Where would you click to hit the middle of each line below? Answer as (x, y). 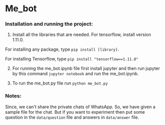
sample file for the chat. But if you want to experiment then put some (75, 112)
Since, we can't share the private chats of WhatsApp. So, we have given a (80, 107)
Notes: (13, 96)
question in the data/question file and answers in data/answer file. (72, 117)
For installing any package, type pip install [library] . (62, 49)
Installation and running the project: (49, 24)
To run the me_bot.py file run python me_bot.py (60, 83)
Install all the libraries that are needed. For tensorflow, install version (82, 34)
